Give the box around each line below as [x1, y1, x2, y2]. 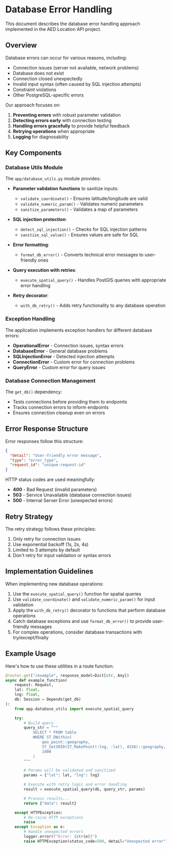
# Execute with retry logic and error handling [24, 782, 127, 787]
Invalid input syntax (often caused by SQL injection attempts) [12, 81, 142, 87]
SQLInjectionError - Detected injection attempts [12, 353, 115, 359]
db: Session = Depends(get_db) [14, 697, 81, 702]
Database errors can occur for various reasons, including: [5, 54, 127, 61]
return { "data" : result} [24, 801, 77, 806]
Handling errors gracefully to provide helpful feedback [12, 122, 130, 129]
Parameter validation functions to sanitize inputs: [12, 186, 119, 192]
